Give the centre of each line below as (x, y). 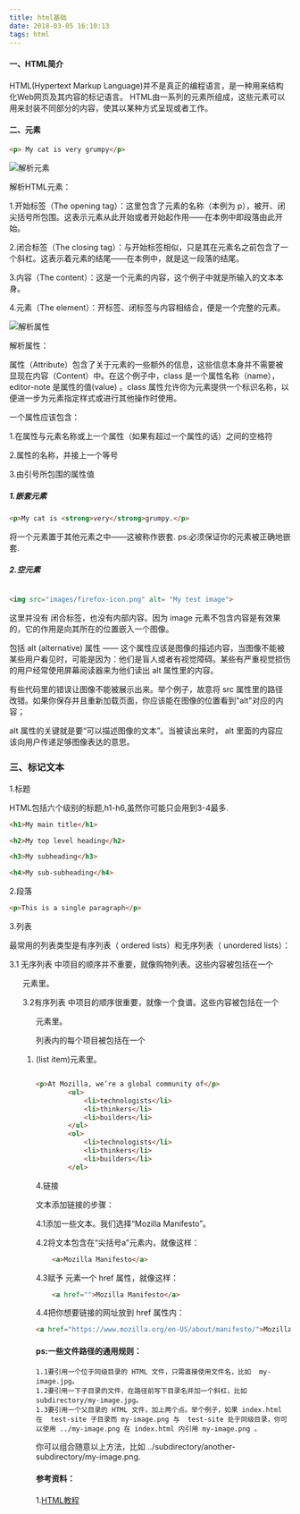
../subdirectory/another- (192, 1447)
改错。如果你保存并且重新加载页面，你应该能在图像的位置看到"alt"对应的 (143, 701)
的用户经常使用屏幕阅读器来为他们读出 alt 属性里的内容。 (114, 671)
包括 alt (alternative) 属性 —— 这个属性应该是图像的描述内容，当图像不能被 (147, 648)
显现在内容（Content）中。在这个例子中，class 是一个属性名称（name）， (144, 376)
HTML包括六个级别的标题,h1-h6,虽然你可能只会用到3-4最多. (119, 808)
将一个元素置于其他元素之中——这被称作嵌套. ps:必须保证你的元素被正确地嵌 (150, 537)
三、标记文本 (37, 767)
